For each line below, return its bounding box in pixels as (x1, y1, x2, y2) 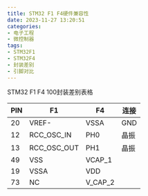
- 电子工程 (7, 29, 35, 37)
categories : (7, 23, 41, 30)
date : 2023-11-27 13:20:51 (7, 17, 85, 23)
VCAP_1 (85, 155, 113, 164)
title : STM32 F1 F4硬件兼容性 (7, 10, 89, 17)
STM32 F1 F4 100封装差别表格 (7, 88, 93, 96)
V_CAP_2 (85, 177, 115, 187)
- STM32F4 (7, 55, 36, 62)
